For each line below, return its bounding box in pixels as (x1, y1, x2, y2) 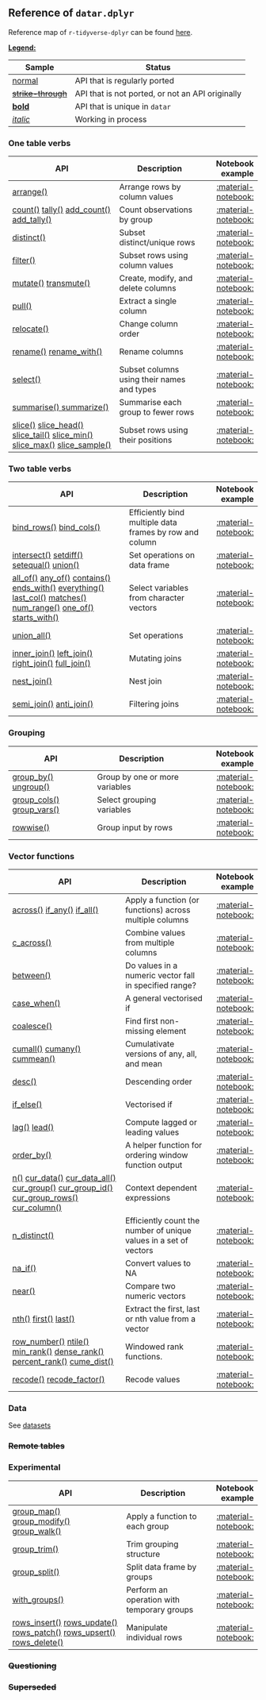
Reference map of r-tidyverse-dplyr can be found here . (8, 27, 193, 37)
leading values (125, 1127, 180, 1138)
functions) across (125, 904, 191, 916)
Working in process (74, 114, 147, 125)
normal (12, 75, 39, 86)
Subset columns (119, 364, 180, 376)
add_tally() (12, 214, 52, 226)
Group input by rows (97, 822, 173, 833)
